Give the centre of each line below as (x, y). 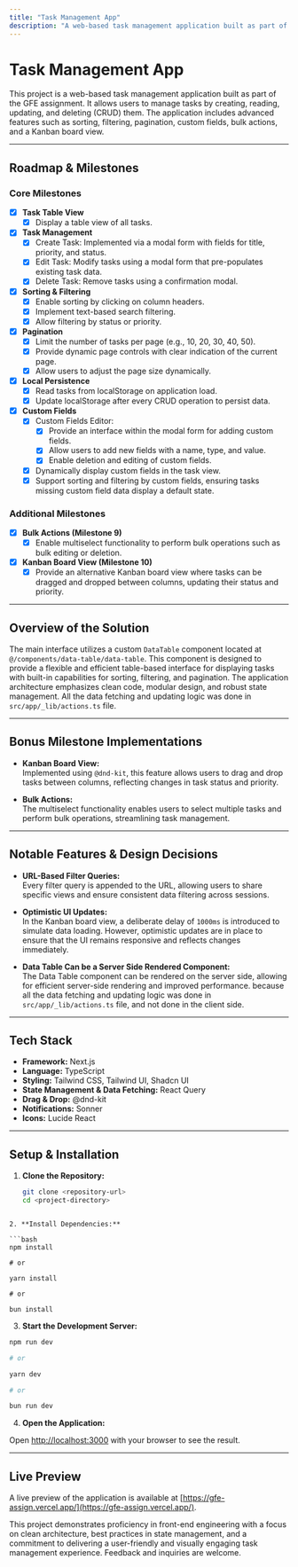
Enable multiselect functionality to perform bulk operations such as (158, 543)
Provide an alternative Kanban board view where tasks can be (149, 572)
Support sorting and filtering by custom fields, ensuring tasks (147, 481)
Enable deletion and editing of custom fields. (130, 460)
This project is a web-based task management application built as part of (143, 94)
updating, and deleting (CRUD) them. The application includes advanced (142, 113)
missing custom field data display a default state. (125, 490)
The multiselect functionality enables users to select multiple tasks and (152, 809)
